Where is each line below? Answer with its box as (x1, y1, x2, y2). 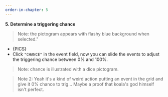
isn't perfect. (17, 86, 44, 92)
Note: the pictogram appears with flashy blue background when (17, 30, 149, 36)
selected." (17, 36, 39, 42)
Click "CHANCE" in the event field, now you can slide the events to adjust (12, 51, 159, 57)
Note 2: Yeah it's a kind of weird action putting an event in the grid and (17, 75, 163, 81)
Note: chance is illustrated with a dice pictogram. (17, 66, 119, 72)
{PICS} (12, 45, 27, 51)
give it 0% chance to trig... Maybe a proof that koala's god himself (17, 81, 154, 87)
